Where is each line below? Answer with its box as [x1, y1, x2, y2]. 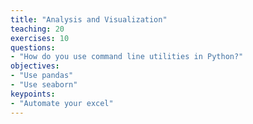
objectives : [10, 61, 60, 71]
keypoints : [10, 89, 56, 99]
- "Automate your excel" [10, 98, 114, 108]
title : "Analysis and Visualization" [10, 14, 168, 25]
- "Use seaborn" [10, 80, 78, 90]
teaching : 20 [10, 24, 65, 34]
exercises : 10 [10, 33, 70, 43]
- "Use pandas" [10, 71, 74, 81]
